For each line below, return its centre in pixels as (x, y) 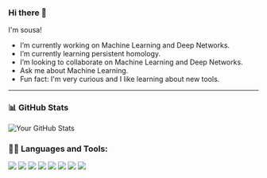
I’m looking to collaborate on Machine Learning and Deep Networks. (132, 62)
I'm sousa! (25, 30)
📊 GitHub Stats (39, 108)
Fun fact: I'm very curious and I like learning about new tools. (120, 79)
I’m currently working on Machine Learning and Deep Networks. (125, 45)
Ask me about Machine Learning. (74, 71)
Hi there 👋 (28, 13)
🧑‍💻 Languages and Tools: (58, 149)
